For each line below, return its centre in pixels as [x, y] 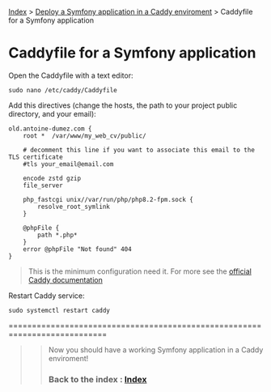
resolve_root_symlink [74, 207]
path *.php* [58, 235]
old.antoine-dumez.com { [50, 129]
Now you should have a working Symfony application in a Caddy [156, 349]
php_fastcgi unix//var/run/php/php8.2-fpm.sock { [108, 199]
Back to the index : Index [97, 379]
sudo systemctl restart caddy [59, 310]
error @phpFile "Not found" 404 [77, 249]
